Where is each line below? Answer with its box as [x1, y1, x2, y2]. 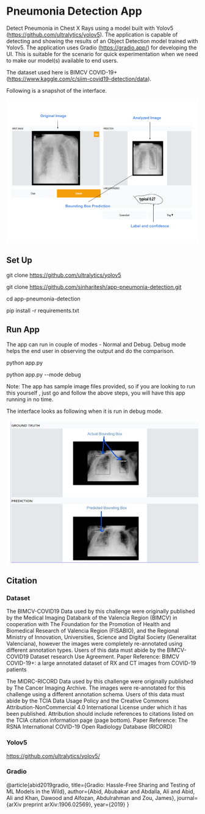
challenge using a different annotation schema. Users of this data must [6, 691, 185, 698]
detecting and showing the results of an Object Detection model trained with [6, 37, 198, 45]
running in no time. [6, 395, 54, 403]
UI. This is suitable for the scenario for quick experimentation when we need [6, 50, 198, 57]
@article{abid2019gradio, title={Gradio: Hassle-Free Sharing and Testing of [6, 781, 196, 788]
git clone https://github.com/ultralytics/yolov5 [6, 271, 121, 279]
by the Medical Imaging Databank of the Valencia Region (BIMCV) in [6, 614, 178, 621]
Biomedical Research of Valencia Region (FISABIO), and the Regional [6, 627, 179, 635]
